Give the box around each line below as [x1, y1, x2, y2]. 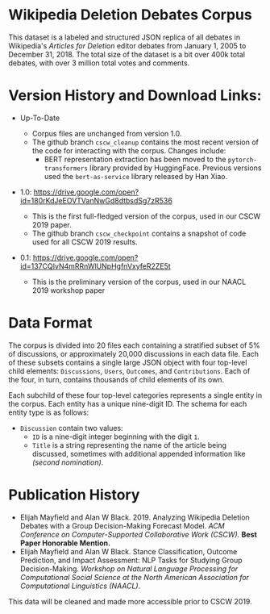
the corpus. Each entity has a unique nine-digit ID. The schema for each [8, 399, 247, 408]
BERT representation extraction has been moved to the [44, 154, 226, 164]
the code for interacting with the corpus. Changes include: [31, 145, 226, 155]
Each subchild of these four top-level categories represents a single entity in [8, 390, 263, 400]
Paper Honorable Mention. [19, 538, 111, 548]
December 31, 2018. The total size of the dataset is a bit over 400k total [8, 49, 246, 59]
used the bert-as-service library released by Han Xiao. [44, 171, 228, 181]
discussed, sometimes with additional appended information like [31, 449, 246, 458]
